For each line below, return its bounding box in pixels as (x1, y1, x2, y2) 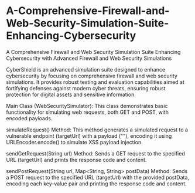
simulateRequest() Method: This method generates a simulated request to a (6, 126, 189, 133)
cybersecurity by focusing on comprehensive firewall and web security (6, 72, 177, 79)
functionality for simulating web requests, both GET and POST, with (6, 109, 169, 116)
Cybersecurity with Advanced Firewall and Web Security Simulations (6, 55, 172, 62)
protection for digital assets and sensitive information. (6, 91, 136, 98)
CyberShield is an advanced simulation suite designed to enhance (6, 66, 166, 73)
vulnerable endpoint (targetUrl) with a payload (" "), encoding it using (6, 132, 172, 139)
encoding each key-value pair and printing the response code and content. (6, 180, 187, 187)
